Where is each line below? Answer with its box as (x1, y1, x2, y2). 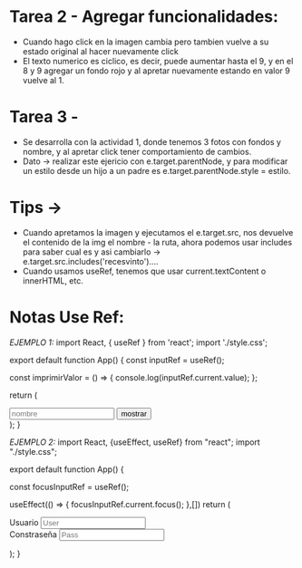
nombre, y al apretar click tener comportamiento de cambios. (22, 146, 252, 157)
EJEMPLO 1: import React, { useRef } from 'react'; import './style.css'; (9, 337, 268, 348)
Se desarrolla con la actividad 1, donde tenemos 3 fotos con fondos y (22, 136, 281, 147)
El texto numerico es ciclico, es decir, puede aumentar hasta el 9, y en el (22, 55, 294, 66)
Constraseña (9, 528, 57, 540)
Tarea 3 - (9, 107, 79, 128)
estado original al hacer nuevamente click (22, 45, 179, 56)
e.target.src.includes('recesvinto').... (22, 255, 159, 266)
